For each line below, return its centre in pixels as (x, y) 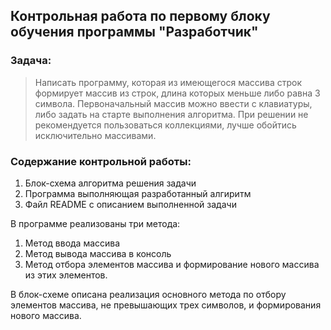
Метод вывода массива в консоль (98, 253)
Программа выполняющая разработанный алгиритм (138, 193)
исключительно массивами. (95, 135)
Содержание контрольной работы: (101, 161)
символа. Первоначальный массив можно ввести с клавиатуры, (173, 103)
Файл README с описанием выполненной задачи (130, 204)
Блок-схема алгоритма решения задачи (110, 183)
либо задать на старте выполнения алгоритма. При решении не (171, 114)
